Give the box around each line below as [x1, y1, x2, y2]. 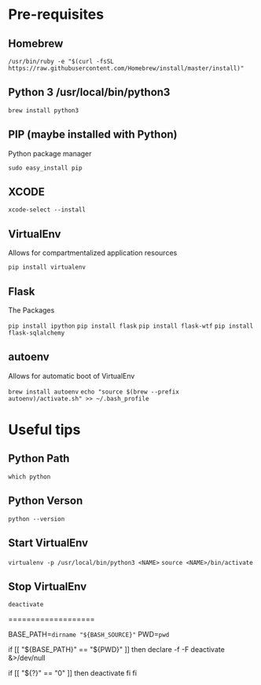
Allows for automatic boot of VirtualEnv [8, 371, 135, 380]
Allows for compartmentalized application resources [8, 248, 178, 258]
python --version [8, 515, 65, 523]
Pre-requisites [8, 5, 105, 24]
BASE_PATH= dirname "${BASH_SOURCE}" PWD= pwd [8, 630, 170, 639]
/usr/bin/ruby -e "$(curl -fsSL [8, 57, 114, 65]
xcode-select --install [8, 206, 86, 214]
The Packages [8, 306, 55, 315]
